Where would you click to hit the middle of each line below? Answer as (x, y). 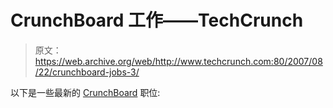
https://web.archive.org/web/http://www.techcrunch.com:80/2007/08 (178, 61)
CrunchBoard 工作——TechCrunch (157, 20)
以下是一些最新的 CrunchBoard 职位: (85, 92)
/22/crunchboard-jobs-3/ (87, 72)
